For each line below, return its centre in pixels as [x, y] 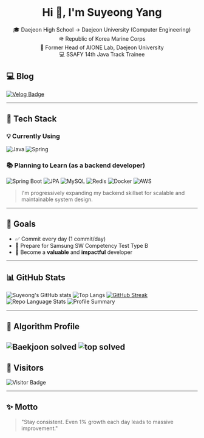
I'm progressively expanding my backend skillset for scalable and [103, 193]
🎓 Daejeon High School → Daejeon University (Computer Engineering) [102, 29]
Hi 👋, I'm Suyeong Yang [102, 12]
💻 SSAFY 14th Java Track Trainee [102, 54]
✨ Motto [22, 407]
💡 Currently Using [33, 136]
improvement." [39, 428]
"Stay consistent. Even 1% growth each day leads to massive [97, 422]
